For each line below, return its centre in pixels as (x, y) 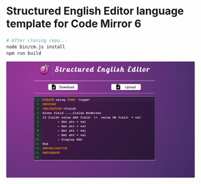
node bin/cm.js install (36, 47)
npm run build (24, 53)
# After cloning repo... (37, 40)
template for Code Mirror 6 (74, 24)
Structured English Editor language (95, 11)
